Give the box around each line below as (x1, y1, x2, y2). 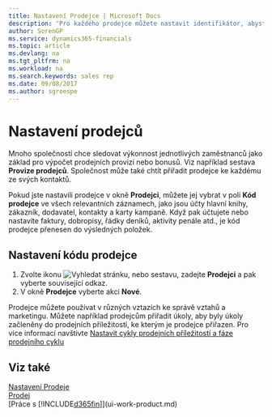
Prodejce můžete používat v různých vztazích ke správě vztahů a (8, 303, 226, 313)
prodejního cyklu (8, 337, 65, 347)
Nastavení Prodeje (8, 381, 70, 391)
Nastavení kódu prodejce (8, 248, 138, 262)
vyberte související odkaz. (19, 279, 108, 288)
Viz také (8, 360, 51, 374)
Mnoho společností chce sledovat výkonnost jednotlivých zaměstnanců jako (8, 149, 263, 159)
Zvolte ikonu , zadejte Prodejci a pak (19, 270, 257, 279)
